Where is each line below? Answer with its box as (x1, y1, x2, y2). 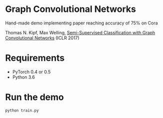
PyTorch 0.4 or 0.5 (12, 69, 51, 75)
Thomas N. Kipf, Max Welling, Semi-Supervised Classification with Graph (5, 29, 156, 35)
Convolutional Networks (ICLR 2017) (5, 35, 80, 41)
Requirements (5, 52, 65, 64)
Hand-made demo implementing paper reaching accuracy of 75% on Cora (5, 20, 158, 26)
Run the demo (5, 92, 64, 103)
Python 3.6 (12, 74, 35, 80)
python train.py (5, 108, 39, 113)
